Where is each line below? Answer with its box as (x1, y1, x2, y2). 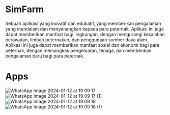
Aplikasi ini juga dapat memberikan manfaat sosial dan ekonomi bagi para (5, 42, 160, 48)
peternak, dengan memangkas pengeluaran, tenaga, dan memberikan (5, 47, 152, 53)
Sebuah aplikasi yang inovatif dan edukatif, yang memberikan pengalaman (5, 20, 161, 26)
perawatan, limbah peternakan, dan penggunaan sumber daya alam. (5, 37, 149, 43)
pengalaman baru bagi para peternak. (5, 52, 84, 59)
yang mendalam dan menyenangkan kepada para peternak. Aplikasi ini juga (5, 25, 164, 32)
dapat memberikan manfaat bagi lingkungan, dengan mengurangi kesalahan (5, 31, 165, 37)
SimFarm (5, 4, 44, 15)
